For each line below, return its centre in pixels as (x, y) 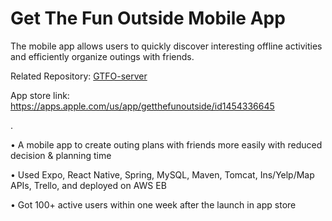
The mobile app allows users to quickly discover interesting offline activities (166, 46)
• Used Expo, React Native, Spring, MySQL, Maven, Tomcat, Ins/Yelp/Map (162, 174)
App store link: (40, 95)
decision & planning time (61, 155)
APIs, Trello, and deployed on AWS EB (88, 185)
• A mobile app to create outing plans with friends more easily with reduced (166, 144)
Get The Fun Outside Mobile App (148, 18)
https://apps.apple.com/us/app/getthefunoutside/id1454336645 (142, 106)
